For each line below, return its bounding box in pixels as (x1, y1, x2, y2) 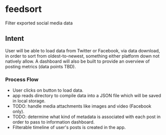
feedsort (5, 3, 42, 15)
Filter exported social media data (5, 20, 73, 26)
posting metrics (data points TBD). (5, 63, 76, 69)
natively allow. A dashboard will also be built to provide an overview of (5, 58, 150, 64)
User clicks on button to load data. (12, 87, 83, 93)
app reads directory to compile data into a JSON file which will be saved (12, 93, 161, 99)
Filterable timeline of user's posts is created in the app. (12, 125, 126, 131)
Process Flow (5, 76, 39, 83)
